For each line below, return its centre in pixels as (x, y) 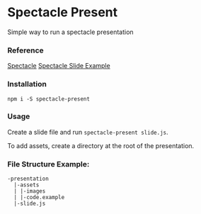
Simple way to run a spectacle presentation (70, 32)
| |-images (30, 191)
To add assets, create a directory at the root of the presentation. (101, 145)
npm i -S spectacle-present (49, 99)
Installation (27, 84)
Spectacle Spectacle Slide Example (59, 66)
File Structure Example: (48, 164)
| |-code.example (39, 198)
